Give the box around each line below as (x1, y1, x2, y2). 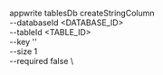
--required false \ (9, 56, 74, 66)
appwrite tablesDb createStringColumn (9, 8, 156, 18)
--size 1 (9, 46, 38, 57)
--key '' (9, 36, 38, 47)
